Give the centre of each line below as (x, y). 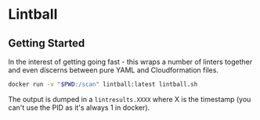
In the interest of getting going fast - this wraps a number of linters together (130, 62)
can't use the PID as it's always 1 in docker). (79, 108)
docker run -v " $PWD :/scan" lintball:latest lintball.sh (103, 84)
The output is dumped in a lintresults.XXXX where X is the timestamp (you (130, 99)
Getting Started (47, 43)
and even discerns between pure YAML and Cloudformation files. (114, 70)
